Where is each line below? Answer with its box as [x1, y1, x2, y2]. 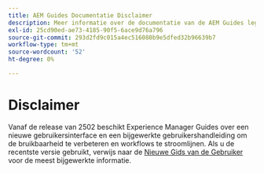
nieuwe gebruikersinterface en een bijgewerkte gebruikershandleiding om [8, 131, 247, 140]
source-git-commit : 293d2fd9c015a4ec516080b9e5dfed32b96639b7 [8, 33, 216, 42]
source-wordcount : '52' [8, 48, 86, 56]
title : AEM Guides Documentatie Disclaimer [8, 11, 153, 20]
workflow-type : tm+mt [8, 41, 79, 49]
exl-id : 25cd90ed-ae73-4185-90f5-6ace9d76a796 [8, 26, 163, 34]
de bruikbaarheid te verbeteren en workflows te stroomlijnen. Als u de [8, 138, 235, 148]
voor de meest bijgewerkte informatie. [8, 155, 132, 165]
